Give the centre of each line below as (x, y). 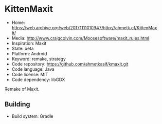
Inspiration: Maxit (29, 43)
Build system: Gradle (32, 116)
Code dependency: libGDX (38, 80)
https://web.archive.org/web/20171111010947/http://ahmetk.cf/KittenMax (84, 27)
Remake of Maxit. (22, 89)
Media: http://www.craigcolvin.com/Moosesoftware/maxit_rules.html (80, 38)
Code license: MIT (30, 74)
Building (17, 104)
